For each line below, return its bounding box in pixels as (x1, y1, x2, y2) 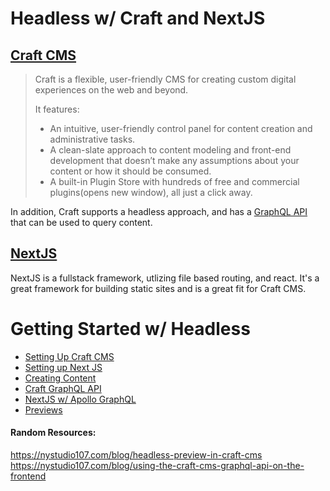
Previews (24, 403, 63, 416)
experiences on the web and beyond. (34, 84, 189, 96)
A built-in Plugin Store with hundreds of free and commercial (49, 176, 300, 187)
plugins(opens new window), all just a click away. (49, 187, 253, 198)
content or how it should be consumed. (49, 165, 212, 177)
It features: (34, 103, 80, 115)
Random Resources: (10, 427, 97, 439)
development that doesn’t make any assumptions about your (49, 155, 300, 166)
